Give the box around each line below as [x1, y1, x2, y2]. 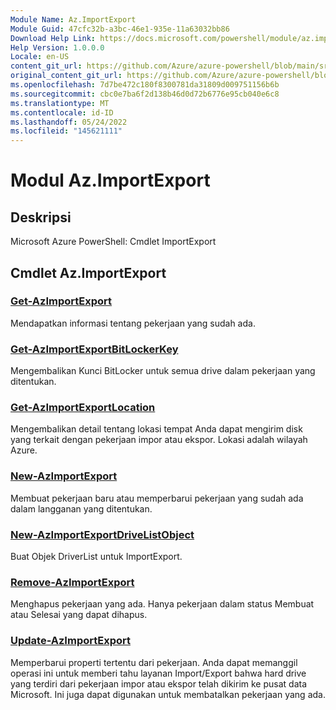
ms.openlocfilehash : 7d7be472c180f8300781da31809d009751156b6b [10, 80, 280, 90]
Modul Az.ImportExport [10, 169, 211, 192]
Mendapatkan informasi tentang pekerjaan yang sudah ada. [10, 317, 256, 329]
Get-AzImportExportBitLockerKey [10, 342, 179, 356]
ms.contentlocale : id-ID [10, 107, 114, 118]
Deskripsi [10, 209, 72, 226]
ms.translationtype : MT [10, 98, 110, 108]
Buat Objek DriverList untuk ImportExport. [10, 551, 183, 562]
